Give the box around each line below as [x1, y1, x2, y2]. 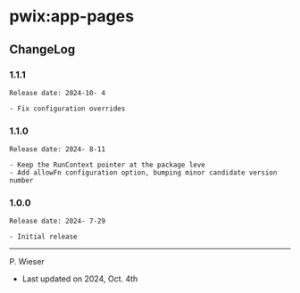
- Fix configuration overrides [9, 104, 126, 113]
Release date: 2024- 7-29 [9, 216, 105, 226]
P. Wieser [9, 256, 45, 267]
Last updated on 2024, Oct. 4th [21, 273, 138, 284]
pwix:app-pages [9, 6, 135, 27]
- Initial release [9, 232, 78, 241]
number [9, 176, 34, 185]
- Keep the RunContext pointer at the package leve [9, 160, 205, 170]
